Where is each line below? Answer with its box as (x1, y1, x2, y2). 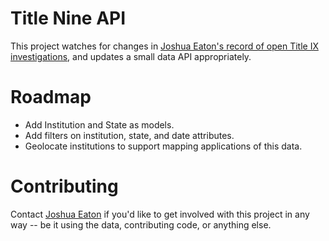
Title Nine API (10, 7, 127, 30)
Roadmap (10, 86, 92, 109)
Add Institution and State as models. (24, 118, 175, 131)
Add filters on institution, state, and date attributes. (24, 129, 235, 141)
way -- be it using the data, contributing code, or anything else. (10, 218, 272, 231)
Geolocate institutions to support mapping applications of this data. (24, 140, 303, 152)
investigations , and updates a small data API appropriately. (10, 50, 252, 62)
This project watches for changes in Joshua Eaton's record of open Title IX (10, 40, 319, 52)
